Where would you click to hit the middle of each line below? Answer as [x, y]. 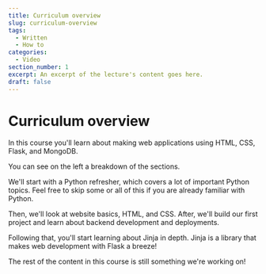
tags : [17, 30]
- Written [31, 38]
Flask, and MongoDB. [43, 151]
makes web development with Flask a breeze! [83, 246]
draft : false [30, 82]
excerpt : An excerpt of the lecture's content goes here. [106, 74]
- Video [28, 60]
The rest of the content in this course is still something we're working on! [127, 261]
